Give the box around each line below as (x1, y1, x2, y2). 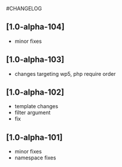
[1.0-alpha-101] (6, 132, 63, 142)
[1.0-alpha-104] (6, 22, 65, 32)
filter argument (14, 109, 51, 116)
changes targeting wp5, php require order (14, 70, 116, 77)
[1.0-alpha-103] (6, 55, 65, 65)
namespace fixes (14, 154, 56, 161)
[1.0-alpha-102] (6, 88, 65, 98)
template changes (14, 103, 59, 110)
